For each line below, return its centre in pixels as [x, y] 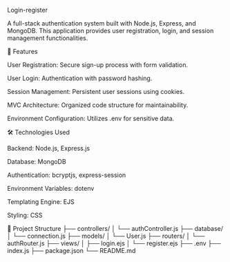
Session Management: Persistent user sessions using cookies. [96, 92]
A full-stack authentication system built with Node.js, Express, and [102, 23]
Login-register [28, 10]
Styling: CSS [25, 215]
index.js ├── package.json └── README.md [71, 251]
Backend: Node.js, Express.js [49, 148]
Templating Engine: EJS [41, 202]
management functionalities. [48, 38]
